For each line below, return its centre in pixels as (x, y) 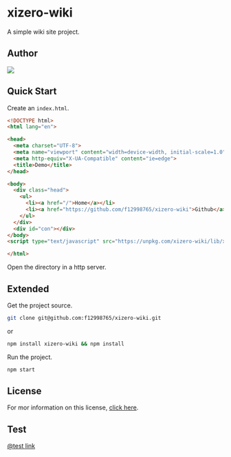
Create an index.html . (38, 108)
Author (22, 53)
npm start (21, 369)
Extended (28, 288)
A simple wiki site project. (44, 32)
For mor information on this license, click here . (73, 407)
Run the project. (30, 357)
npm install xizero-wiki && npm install (66, 344)
